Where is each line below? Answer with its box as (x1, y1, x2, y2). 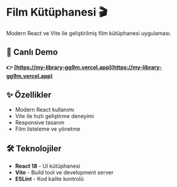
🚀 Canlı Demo (6, 47, 58, 57)
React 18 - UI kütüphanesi (15, 162, 81, 170)
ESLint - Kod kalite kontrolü (15, 176, 84, 183)
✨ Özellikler (6, 90, 52, 100)
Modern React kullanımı (15, 106, 75, 113)
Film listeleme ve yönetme (15, 125, 81, 133)
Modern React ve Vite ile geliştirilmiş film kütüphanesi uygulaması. (6, 29, 172, 37)
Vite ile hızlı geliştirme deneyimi (15, 112, 94, 119)
